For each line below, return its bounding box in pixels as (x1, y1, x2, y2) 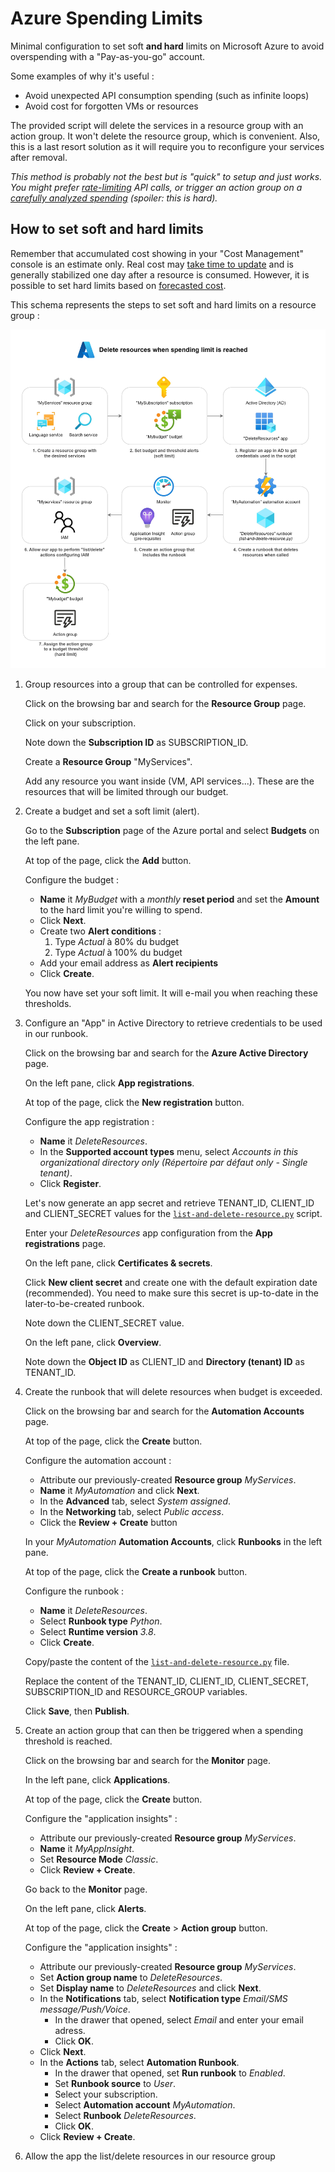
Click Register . (39, 1177, 102, 1189)
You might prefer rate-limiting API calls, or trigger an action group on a (10, 181, 303, 193)
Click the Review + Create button (39, 1516, 178, 1528)
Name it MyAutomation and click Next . (39, 1484, 200, 1496)
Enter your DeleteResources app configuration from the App (24, 1227, 273, 1239)
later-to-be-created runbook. (24, 1297, 145, 1309)
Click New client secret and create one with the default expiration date (24, 1276, 318, 1288)
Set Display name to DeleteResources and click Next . (39, 1982, 262, 1994)
